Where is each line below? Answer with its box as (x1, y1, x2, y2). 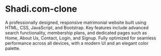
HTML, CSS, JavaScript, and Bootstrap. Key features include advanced (5, 24, 149, 30)
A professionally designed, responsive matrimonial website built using (5, 19, 146, 25)
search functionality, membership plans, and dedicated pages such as (5, 30, 147, 36)
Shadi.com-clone (5, 3, 78, 15)
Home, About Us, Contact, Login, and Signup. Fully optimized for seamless (5, 35, 156, 41)
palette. (5, 45, 21, 51)
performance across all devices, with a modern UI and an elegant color (5, 40, 149, 46)
